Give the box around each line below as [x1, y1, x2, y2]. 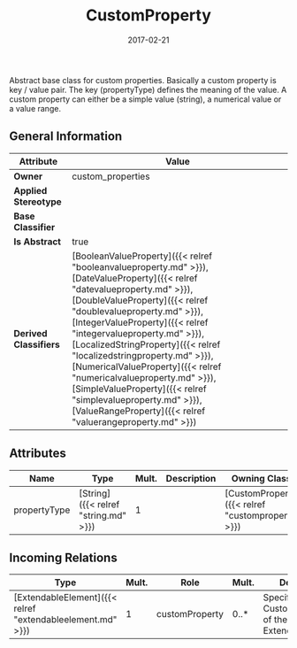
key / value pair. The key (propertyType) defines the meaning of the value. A [9, 84, 287, 95]
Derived [13, 327, 48, 339]
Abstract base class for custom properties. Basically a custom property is [9, 74, 277, 85]
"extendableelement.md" [13, 613, 118, 626]
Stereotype [13, 196, 62, 208]
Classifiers [13, 338, 60, 351]
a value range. [9, 103, 62, 113]
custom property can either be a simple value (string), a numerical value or [9, 94, 282, 104]
